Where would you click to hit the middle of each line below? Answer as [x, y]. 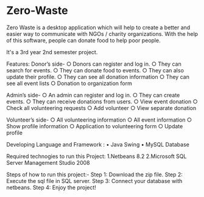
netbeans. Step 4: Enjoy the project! [51, 187]
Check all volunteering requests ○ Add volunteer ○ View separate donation [101, 108]
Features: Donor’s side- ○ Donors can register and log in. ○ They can [94, 64]
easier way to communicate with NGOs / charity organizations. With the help [102, 33]
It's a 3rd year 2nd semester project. [52, 52]
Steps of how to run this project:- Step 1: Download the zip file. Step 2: [94, 175]
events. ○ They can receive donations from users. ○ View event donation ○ [102, 102]
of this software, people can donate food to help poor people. [83, 40]
